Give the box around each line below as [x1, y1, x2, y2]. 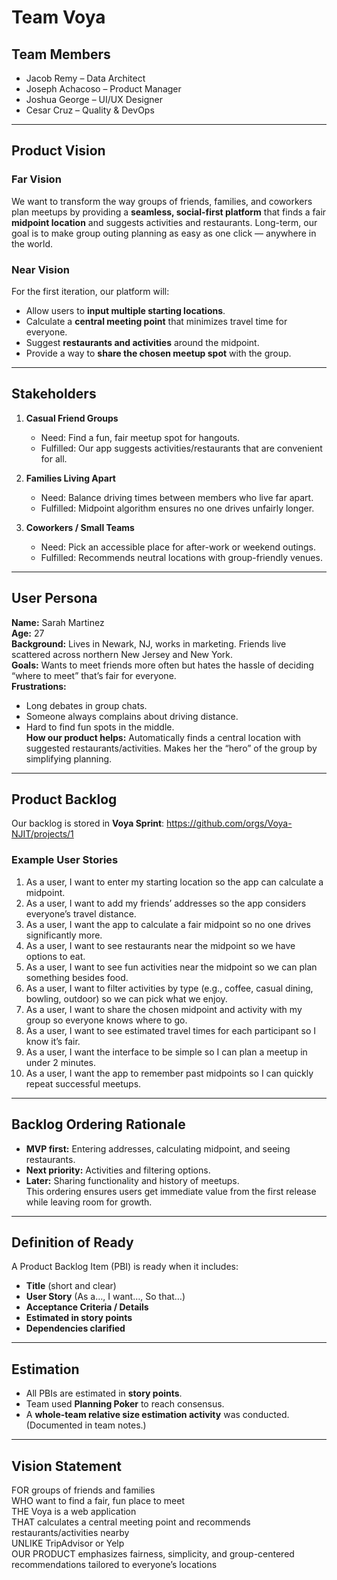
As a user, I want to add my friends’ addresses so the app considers [25, 897, 307, 909]
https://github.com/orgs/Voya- [166, 817, 293, 830]
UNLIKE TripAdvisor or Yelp [11, 1537, 125, 1549]
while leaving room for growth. [25, 1196, 153, 1208]
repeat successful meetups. [25, 1077, 142, 1090]
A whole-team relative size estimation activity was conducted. [25, 1409, 290, 1421]
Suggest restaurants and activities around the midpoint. [25, 336, 260, 348]
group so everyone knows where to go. [25, 1014, 188, 1026]
